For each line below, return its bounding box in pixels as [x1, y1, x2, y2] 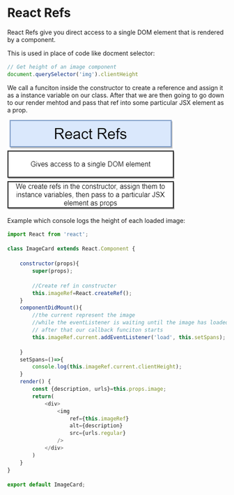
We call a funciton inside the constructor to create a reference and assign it [7, 83, 224, 92]
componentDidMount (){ [19, 304, 82, 312]
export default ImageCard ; [7, 481, 86, 489]
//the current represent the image [32, 312, 136, 319]
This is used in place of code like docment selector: [7, 49, 155, 57]
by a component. [7, 35, 56, 43]
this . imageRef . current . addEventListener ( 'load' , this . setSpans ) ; [32, 333, 226, 340]
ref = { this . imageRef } [69, 415, 130, 422]
